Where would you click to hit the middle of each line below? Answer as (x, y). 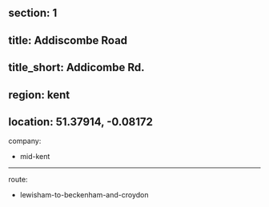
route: (18, 180)
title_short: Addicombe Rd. (76, 68)
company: (25, 141)
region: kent (39, 95)
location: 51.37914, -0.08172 (81, 122)
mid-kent (35, 157)
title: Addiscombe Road (68, 40)
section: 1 (33, 13)
